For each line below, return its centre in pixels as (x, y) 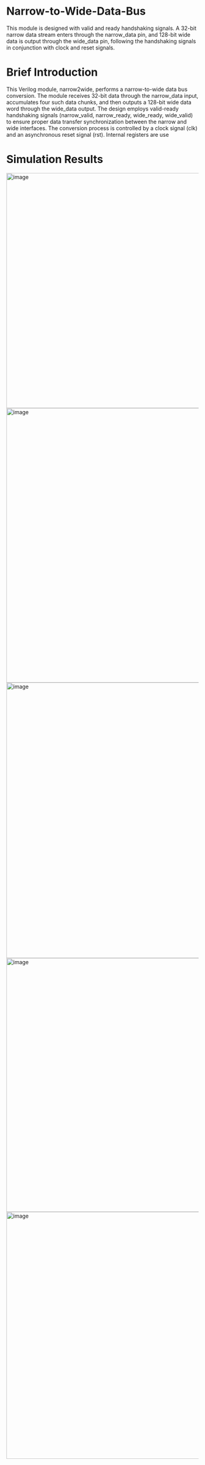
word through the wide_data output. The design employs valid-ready (92, 109)
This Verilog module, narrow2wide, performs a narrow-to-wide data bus (97, 89)
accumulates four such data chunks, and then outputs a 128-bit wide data (99, 102)
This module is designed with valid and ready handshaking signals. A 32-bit (102, 28)
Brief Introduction (52, 72)
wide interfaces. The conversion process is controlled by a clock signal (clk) (102, 128)
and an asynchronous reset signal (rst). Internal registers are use (88, 134)
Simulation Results (55, 159)
